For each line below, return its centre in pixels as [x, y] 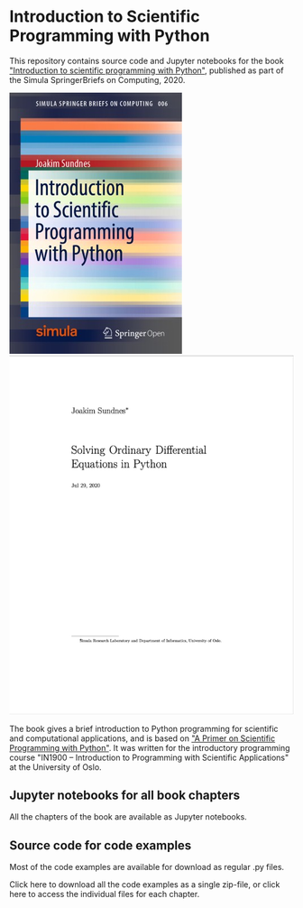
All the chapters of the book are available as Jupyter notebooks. [129, 817]
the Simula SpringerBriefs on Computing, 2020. [97, 79]
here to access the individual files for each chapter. [105, 894]
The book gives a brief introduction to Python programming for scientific [144, 728]
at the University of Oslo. [55, 767]
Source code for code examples [101, 845]
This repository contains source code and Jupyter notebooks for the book [147, 60]
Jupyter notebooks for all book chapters [125, 795]
